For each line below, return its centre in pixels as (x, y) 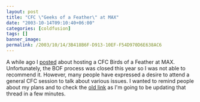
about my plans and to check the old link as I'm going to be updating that (96, 87)
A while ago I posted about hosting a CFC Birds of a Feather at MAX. (91, 62)
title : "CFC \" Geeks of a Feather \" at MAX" (63, 17)
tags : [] (17, 34)
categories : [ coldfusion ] (38, 28)
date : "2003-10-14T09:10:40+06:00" (51, 23)
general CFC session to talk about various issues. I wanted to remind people (100, 81)
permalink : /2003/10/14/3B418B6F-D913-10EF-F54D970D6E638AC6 (84, 45)
